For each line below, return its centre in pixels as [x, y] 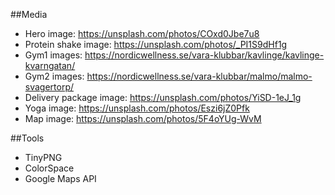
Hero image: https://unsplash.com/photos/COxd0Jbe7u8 [142, 33]
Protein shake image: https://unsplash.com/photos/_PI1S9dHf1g [156, 44]
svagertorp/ [49, 87]
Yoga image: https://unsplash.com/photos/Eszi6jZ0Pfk [137, 108]
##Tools [27, 138]
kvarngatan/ [50, 65]
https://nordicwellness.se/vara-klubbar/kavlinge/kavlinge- [204, 55]
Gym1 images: [53, 55]
